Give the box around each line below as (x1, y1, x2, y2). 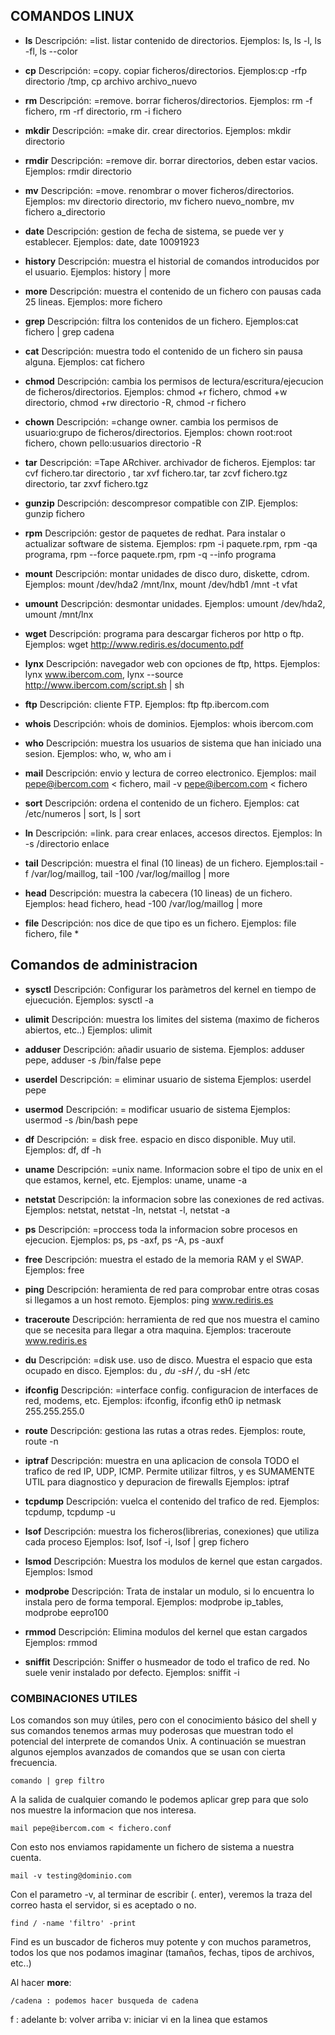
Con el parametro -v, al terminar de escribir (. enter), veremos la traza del (10, 1888, 313, 1900)
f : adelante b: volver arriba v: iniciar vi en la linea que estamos (10, 2013, 268, 2025)
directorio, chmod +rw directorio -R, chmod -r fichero (24, 396, 247, 408)
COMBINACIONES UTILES (10, 1691, 138, 1705)
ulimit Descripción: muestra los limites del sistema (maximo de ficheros (24, 1013, 320, 1025)
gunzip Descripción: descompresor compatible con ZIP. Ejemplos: (24, 497, 299, 509)
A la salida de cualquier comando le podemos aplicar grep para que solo (10, 1793, 309, 1805)
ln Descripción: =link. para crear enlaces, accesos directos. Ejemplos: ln (24, 827, 323, 839)
